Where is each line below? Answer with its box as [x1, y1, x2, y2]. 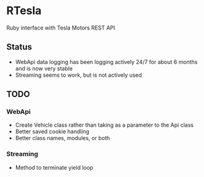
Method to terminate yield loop [15, 163, 93, 171]
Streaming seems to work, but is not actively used [15, 71, 143, 79]
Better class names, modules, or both [15, 135, 111, 142]
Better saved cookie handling [15, 128, 90, 135]
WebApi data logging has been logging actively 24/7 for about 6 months [15, 58, 198, 65]
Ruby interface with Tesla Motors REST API [6, 24, 116, 31]
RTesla [6, 4, 42, 18]
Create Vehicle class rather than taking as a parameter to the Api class [15, 121, 194, 129]
